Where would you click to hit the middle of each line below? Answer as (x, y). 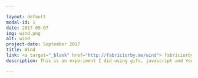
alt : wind (18, 39)
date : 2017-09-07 (27, 28)
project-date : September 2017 (43, 44)
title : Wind (21, 50)
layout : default (26, 17)
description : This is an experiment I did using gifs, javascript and (95, 61)
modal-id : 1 (21, 22)
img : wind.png (24, 33)
